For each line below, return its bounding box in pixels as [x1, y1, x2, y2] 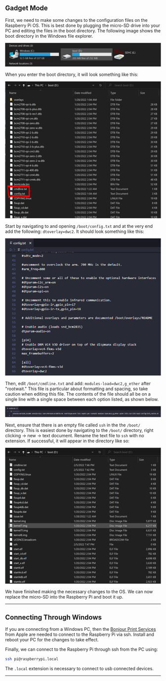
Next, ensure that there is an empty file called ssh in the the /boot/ [5, 422, 141, 428]
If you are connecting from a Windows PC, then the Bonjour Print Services [5, 626, 156, 632]
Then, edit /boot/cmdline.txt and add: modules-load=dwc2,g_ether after [5, 381, 151, 387]
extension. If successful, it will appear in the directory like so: [5, 438, 130, 444]
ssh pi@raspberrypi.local [5, 657, 58, 662]
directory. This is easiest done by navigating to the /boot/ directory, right [5, 427, 154, 433]
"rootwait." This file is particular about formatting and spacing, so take [5, 386, 148, 392]
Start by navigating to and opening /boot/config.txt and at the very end [5, 223, 153, 229]
